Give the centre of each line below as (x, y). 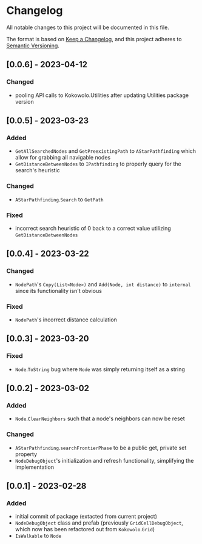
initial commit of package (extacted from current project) (86, 517)
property (26, 454)
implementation (35, 467)
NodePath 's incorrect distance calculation (66, 320)
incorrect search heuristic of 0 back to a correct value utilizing (93, 228)
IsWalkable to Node (38, 536)
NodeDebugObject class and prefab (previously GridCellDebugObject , (99, 523)
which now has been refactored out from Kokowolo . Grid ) (85, 529)
